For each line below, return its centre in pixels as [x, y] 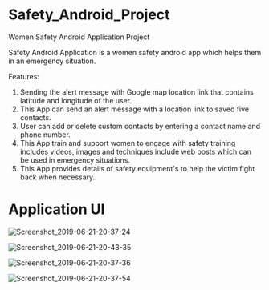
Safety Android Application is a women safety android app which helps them [135, 52]
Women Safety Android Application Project [79, 37]
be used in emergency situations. [75, 160]
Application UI [57, 209]
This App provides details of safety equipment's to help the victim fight [137, 168]
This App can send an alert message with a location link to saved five [134, 109]
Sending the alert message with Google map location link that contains [137, 92]
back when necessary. [57, 177]
